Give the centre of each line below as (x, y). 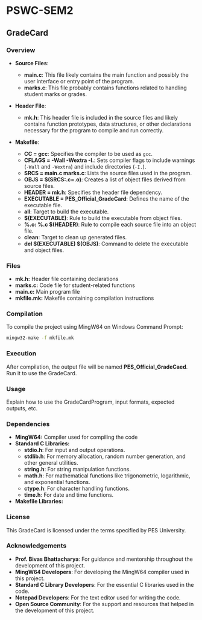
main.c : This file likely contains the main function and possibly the (106, 75)
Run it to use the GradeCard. (42, 373)
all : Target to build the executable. (66, 212)
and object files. (44, 250)
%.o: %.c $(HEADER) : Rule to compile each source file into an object (110, 224)
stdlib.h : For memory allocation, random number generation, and (105, 456)
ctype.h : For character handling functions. (77, 489)
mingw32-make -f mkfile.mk (40, 338)
